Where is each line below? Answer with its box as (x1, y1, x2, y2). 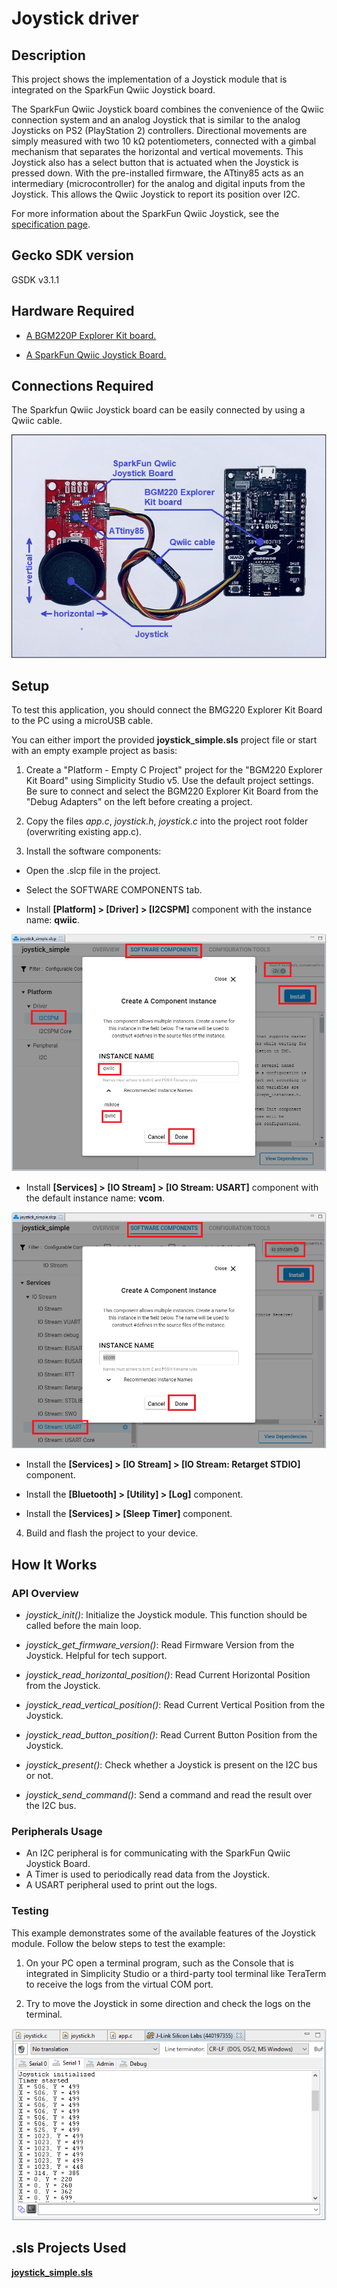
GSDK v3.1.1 (11, 273, 60, 286)
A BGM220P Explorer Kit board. (25, 329, 157, 341)
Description (11, 47, 86, 64)
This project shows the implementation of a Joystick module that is (11, 73, 288, 85)
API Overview (11, 1586, 79, 1600)
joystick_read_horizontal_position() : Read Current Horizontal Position (25, 1668, 311, 1681)
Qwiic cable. (11, 415, 63, 427)
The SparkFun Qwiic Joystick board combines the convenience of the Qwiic (11, 103, 324, 115)
